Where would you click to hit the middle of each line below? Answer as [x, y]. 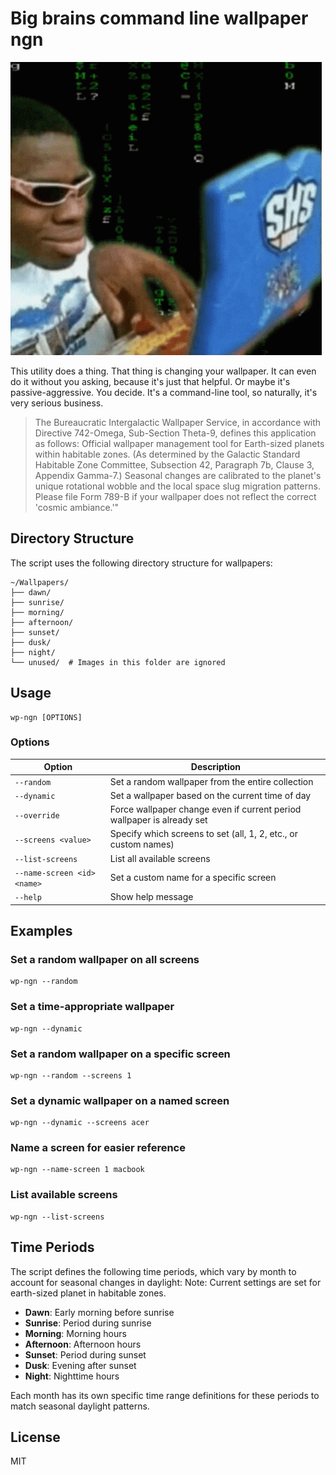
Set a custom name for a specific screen [193, 878]
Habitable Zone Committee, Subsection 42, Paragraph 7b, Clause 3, [174, 464]
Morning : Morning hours [75, 1333]
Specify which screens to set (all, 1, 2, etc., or [203, 834]
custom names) [142, 844]
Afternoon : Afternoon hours [83, 1344]
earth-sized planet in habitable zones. [88, 1293]
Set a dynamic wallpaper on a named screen [120, 1100]
